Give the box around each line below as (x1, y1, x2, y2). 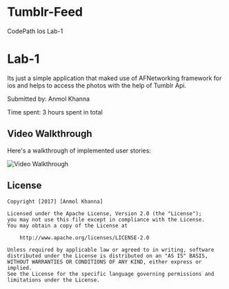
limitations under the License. (7, 277, 100, 283)
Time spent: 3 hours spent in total (7, 108, 103, 116)
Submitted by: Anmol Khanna (7, 94, 90, 103)
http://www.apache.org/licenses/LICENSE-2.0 (19, 234, 150, 241)
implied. (7, 264, 32, 271)
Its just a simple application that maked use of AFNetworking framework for (7, 74, 222, 82)
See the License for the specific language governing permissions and (7, 270, 215, 277)
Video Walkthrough (7, 128, 92, 140)
